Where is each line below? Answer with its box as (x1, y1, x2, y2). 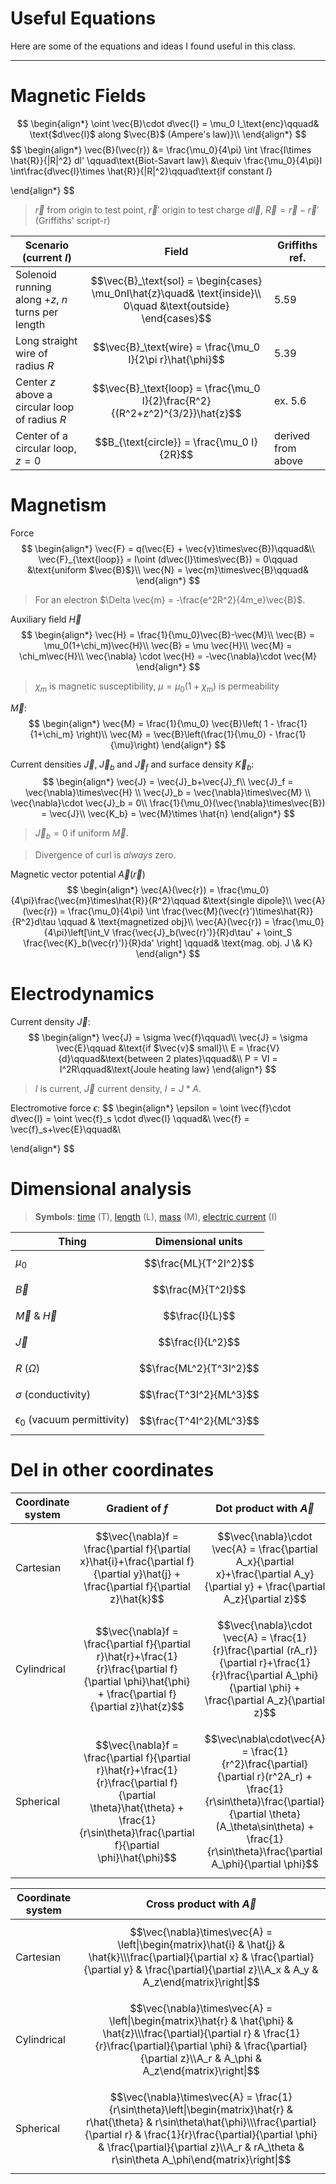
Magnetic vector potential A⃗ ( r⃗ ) (10, 868, 146, 881)
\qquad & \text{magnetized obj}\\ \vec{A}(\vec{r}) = (58, 916, 270, 928)
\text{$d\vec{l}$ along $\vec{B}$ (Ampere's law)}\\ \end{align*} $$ (29, 128, 307, 140)
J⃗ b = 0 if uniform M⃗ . (34, 827, 129, 842)
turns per (15, 305, 59, 319)
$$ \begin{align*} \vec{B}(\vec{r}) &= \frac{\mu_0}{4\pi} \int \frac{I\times (10, 143, 312, 156)
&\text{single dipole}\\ (202, 895, 292, 907)
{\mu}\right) (109, 738, 160, 751)
